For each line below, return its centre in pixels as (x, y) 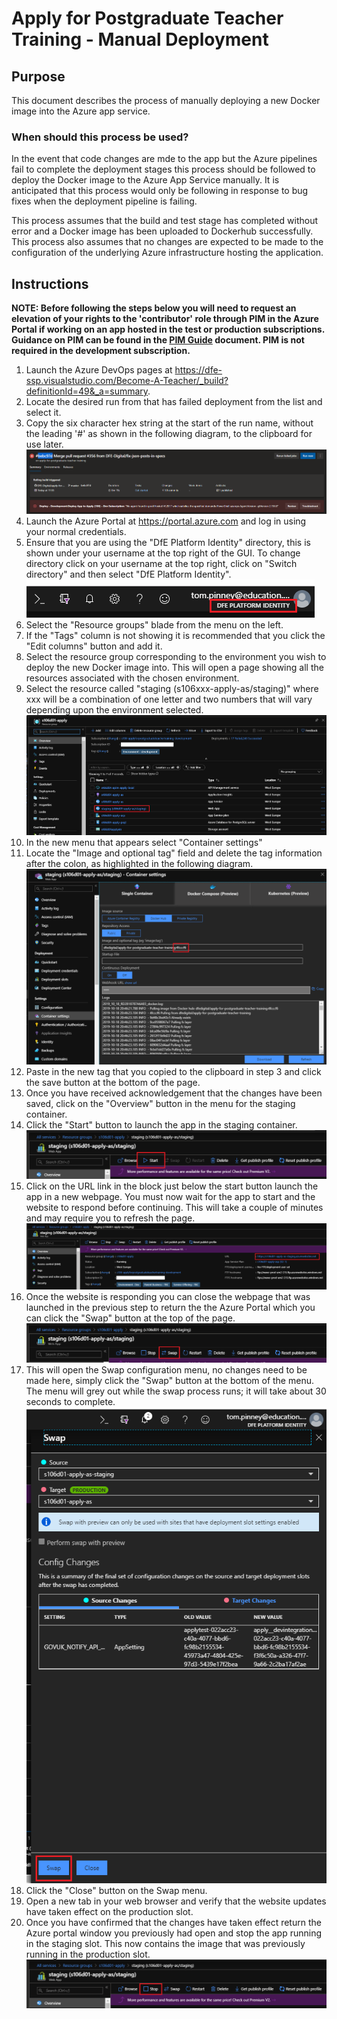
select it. (43, 413)
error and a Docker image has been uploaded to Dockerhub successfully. (162, 231)
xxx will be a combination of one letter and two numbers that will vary (169, 699)
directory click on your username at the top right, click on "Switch (161, 564)
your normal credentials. (76, 532)
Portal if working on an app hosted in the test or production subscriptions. (168, 329)
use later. (44, 444)
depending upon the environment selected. (114, 710)
